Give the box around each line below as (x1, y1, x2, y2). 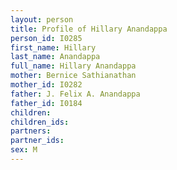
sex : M (10, 145, 38, 155)
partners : (10, 126, 52, 136)
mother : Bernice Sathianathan (10, 71, 137, 81)
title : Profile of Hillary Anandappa (10, 24, 168, 34)
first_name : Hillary (10, 42, 97, 53)
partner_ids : (10, 136, 65, 146)
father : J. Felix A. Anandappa (10, 89, 141, 99)
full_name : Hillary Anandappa (10, 61, 137, 71)
